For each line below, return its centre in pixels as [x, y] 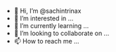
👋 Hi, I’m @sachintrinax [47, 11]
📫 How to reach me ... [46, 41]
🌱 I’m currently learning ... [51, 26]
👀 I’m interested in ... [44, 18]
